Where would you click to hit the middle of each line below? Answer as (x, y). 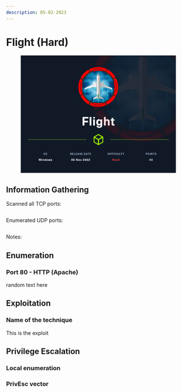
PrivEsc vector (27, 384)
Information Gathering (48, 190)
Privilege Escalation (43, 352)
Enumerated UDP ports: (35, 220)
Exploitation (28, 304)
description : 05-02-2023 (36, 12)
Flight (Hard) (37, 42)
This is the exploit (27, 333)
